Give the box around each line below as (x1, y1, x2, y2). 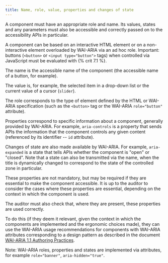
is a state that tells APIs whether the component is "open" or (24, 149, 150, 155)
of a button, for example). (5, 72, 58, 78)
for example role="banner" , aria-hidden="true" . (5, 252, 105, 258)
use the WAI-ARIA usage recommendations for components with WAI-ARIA (5, 226, 160, 232)
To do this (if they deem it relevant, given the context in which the (5, 216, 141, 222)
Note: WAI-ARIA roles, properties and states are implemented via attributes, (5, 247, 162, 253)
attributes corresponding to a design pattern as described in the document (5, 232, 160, 238)
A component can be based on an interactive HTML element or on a (5, 41, 146, 48)
